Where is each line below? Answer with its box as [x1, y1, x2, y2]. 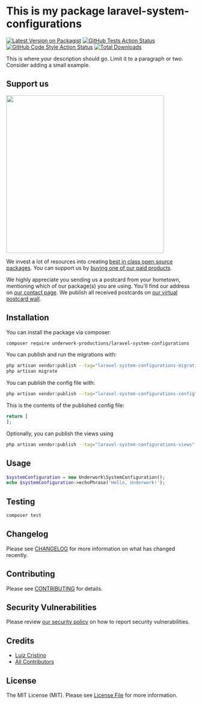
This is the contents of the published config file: [6, 402, 124, 409]
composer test [6, 512, 42, 519]
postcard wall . [6, 295, 41, 302]
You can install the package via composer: [6, 328, 111, 335]
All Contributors [14, 658, 54, 665]
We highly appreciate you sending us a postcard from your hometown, [6, 276, 181, 283]
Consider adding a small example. [6, 61, 90, 69]
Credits [6, 635, 35, 646]
